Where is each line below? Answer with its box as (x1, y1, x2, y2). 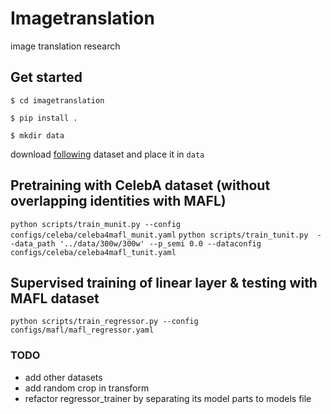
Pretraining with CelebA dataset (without (10, 177, 271, 194)
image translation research (10, 40, 121, 52)
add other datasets (24, 371, 103, 383)
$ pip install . (10, 113, 78, 123)
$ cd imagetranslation (10, 95, 105, 106)
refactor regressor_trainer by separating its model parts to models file (24, 392, 312, 404)
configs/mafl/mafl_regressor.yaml (10, 325, 155, 336)
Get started (10, 69, 83, 86)
